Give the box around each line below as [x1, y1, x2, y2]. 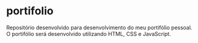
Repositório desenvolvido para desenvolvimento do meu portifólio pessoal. [6, 24, 193, 31]
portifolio [6, 4, 54, 18]
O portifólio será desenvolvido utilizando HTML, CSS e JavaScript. [6, 30, 171, 37]
